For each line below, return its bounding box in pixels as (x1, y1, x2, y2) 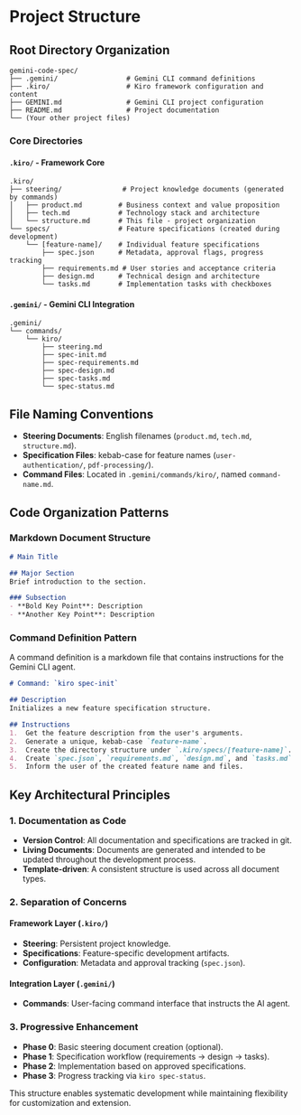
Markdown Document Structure (9, 531, 151, 544)
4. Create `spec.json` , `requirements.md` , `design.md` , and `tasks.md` (9, 754, 293, 763)
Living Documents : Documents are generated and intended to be (22, 844, 266, 855)
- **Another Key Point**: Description (9, 610, 155, 620)
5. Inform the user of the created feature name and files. (9, 762, 244, 772)
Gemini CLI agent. (9, 661, 77, 672)
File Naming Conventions (9, 407, 154, 422)
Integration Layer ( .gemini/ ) (9, 978, 115, 989)
